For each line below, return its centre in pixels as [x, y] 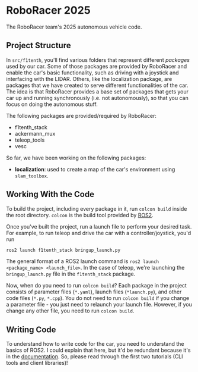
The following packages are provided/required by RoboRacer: [82, 115]
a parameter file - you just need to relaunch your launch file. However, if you [99, 305]
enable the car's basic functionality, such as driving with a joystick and [92, 73]
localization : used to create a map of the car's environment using [95, 169]
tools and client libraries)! [37, 363]
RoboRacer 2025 [48, 10]
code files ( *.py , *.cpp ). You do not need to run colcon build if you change [98, 298]
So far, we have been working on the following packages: [76, 158]
